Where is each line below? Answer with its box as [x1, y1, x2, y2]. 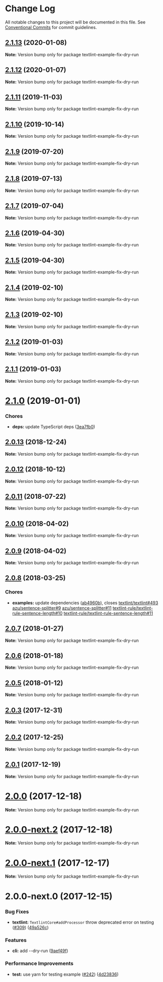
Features [5, 936, 27, 943]
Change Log [5, 3, 55, 14]
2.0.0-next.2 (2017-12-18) [5, 824, 113, 835]
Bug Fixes [5, 908, 29, 915]
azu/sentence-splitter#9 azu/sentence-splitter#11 [12, 605, 112, 611]
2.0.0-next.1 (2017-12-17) [5, 857, 110, 868]
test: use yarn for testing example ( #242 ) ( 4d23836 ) [12, 971, 119, 977]
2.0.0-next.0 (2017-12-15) [5, 890, 113, 902]
